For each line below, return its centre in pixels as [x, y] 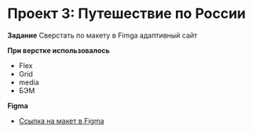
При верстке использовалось [59, 50]
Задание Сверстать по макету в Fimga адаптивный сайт [103, 35]
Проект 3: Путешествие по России [127, 14]
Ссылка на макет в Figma [61, 120]
